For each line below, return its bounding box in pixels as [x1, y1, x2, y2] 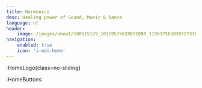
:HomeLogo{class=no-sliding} [6, 64, 81, 71]
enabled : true [17, 43, 52, 48]
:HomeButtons [6, 75, 42, 83]
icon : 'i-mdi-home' [17, 48, 66, 54]
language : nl [6, 20, 39, 26]
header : [6, 25, 26, 32]
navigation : [6, 37, 36, 43]
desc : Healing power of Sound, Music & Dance [6, 14, 122, 20]
